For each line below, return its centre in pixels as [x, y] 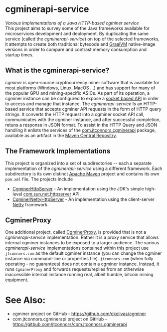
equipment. [17, 280]
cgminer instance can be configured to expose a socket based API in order [82, 98]
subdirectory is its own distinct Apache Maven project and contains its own [82, 173]
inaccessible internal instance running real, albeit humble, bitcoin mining [79, 275]
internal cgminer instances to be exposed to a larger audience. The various [82, 243]
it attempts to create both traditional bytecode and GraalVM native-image [80, 44]
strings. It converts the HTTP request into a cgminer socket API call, [75, 114]
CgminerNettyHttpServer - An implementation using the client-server [83, 199]
